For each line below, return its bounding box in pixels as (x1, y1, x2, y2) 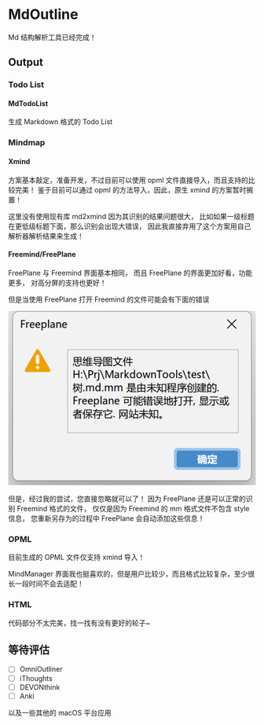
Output (8, 56, 43, 69)
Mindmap (8, 137, 46, 148)
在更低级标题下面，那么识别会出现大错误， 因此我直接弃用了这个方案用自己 (8, 222, 251, 231)
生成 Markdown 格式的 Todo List (8, 117, 113, 126)
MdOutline (8, 5, 79, 24)
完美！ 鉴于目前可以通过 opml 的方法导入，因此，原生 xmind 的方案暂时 (14, 185, 247, 194)
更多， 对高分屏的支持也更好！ (8, 277, 107, 287)
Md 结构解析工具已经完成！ (8, 32, 97, 42)
